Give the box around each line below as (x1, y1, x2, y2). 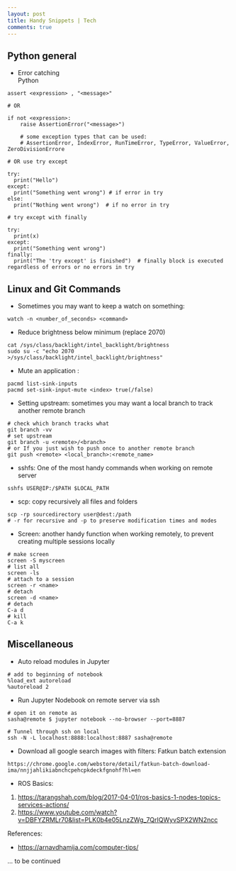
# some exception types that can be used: (20, 133, 147, 140)
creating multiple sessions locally (17, 537, 116, 545)
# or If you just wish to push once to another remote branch (7, 445, 195, 452)
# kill (7, 613, 27, 620)
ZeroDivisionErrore (7, 146, 65, 153)
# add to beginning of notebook (7, 671, 103, 678)
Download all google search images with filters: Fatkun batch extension (17, 746, 227, 755)
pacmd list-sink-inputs (7, 380, 78, 387)
